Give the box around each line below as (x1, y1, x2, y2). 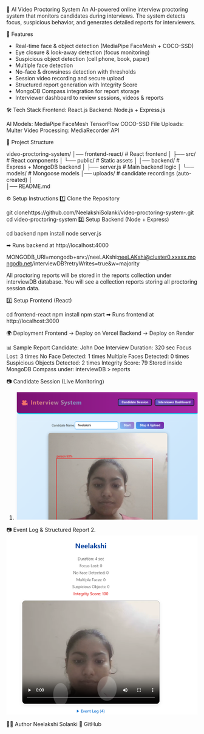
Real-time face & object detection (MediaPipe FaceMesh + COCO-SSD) (15, 43, 194, 49)
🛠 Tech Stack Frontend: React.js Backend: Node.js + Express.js (6, 107, 166, 113)
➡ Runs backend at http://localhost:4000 (6, 242, 109, 249)
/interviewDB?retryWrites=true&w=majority (32, 260, 140, 267)
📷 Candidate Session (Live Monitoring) (6, 378, 104, 385)
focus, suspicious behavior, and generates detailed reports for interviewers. (6, 19, 196, 26)
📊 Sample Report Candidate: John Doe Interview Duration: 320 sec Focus (6, 344, 192, 351)
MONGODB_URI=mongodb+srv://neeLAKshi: (6, 253, 118, 260)
